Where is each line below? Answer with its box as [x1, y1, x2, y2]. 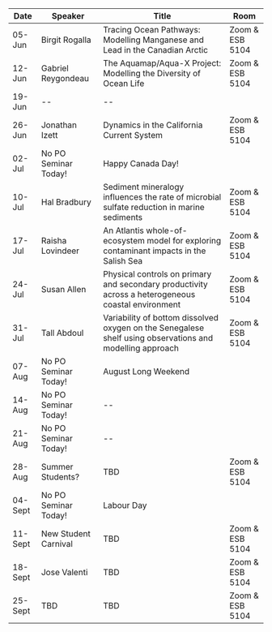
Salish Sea [102, 256, 143, 266]
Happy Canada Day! [102, 158, 180, 169]
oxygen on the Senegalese [102, 322, 205, 333]
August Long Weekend [102, 366, 190, 376]
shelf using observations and [102, 333, 214, 343]
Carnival [40, 539, 73, 549]
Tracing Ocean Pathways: [102, 24, 201, 35]
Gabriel [40, 62, 69, 74]
